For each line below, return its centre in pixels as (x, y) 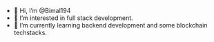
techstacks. (30, 32)
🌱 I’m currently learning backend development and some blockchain (110, 25)
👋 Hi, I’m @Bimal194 (42, 11)
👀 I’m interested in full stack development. (73, 18)
